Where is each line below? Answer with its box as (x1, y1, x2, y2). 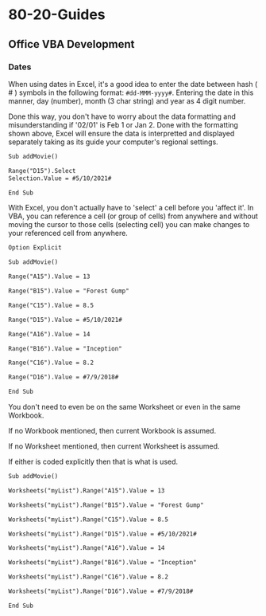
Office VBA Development (8, 37, 135, 51)
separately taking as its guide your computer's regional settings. (8, 137, 218, 147)
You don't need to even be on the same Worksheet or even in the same (8, 402, 241, 411)
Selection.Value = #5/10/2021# (8, 174, 112, 182)
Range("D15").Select (8, 167, 77, 175)
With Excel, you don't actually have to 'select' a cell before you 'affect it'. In (8, 203, 254, 213)
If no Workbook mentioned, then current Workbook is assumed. (8, 426, 217, 435)
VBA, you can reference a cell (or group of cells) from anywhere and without (8, 211, 258, 221)
